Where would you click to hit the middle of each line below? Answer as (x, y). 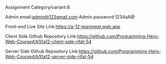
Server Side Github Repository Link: (42, 51)
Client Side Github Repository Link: (41, 36)
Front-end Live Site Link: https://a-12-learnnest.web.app (63, 26)
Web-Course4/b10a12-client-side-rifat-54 (49, 41)
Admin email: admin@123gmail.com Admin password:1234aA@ (70, 17)
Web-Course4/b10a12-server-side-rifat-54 (50, 56)
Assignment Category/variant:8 (38, 7)
